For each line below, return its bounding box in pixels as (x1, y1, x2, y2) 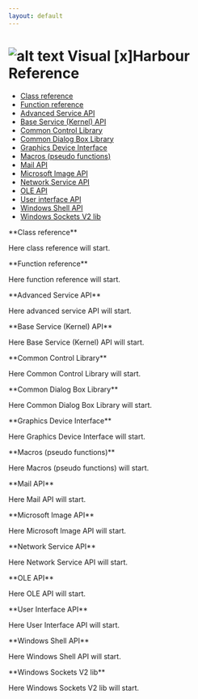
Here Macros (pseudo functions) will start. (8, 463, 150, 473)
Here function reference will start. (8, 274, 121, 284)
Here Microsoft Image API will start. (8, 525, 127, 535)
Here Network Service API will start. (8, 557, 128, 567)
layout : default (8, 11, 63, 20)
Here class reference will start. (8, 242, 111, 252)
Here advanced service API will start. (8, 306, 132, 315)
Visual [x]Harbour (67, 46, 190, 65)
